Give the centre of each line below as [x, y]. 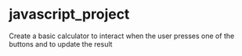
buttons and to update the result [61, 44]
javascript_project [69, 14]
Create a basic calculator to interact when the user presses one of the [122, 36]
